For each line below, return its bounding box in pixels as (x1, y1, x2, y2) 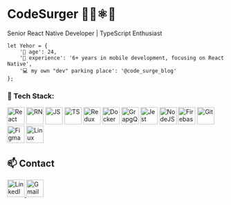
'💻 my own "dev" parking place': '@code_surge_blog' (19, 67, 177, 75)
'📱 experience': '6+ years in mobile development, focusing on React (19, 55, 225, 61)
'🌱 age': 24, (19, 48, 57, 55)
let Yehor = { (7, 42, 48, 49)
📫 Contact (7, 157, 55, 169)
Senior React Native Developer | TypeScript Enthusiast (7, 29, 163, 37)
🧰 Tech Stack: (7, 91, 55, 101)
